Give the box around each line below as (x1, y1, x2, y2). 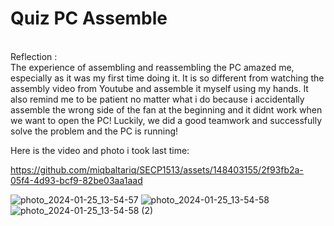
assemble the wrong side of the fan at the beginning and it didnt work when (10, 103, 323, 116)
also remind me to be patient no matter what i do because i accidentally (10, 93, 305, 105)
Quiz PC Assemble (10, 7, 168, 30)
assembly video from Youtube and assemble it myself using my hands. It (10, 82, 309, 94)
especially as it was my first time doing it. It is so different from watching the (10, 72, 325, 84)
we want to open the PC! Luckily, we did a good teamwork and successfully (10, 114, 323, 126)
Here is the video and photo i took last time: (10, 144, 190, 156)
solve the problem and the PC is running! (10, 125, 179, 137)
